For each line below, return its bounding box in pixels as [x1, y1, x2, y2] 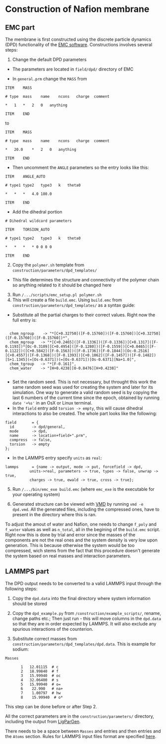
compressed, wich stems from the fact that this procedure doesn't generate [5, 547, 160, 553]
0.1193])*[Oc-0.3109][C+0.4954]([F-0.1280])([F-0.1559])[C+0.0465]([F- [5, 344, 156, 349]
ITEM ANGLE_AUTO [5, 174, 46, 179]
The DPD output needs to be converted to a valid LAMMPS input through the [5, 580, 162, 586]
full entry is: [12, 317, 37, 323]
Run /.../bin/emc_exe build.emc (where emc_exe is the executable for [12, 486, 155, 492]
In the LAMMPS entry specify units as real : [12, 455, 102, 461]
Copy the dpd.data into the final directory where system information [12, 595, 151, 601]
